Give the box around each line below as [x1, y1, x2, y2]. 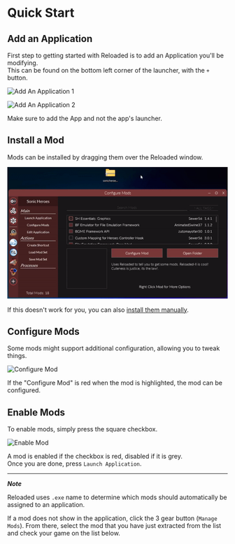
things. [7, 352, 27, 360]
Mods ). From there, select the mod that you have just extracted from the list [7, 522, 222, 530]
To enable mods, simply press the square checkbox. [7, 425, 158, 434]
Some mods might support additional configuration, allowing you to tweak [7, 344, 220, 352]
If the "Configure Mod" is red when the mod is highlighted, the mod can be [7, 379, 222, 387]
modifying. [7, 59, 38, 67]
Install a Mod [7, 134, 64, 146]
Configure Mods [7, 325, 80, 337]
